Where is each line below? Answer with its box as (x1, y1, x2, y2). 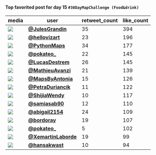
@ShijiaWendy (28, 92, 65, 99)
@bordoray (28, 117, 56, 124)
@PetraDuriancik (28, 84, 71, 91)
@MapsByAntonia (28, 75, 73, 83)
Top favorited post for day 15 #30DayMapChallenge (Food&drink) (5, 4, 139, 10)
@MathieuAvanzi (28, 67, 71, 74)
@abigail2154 (28, 109, 64, 116)
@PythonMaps (28, 42, 65, 49)
